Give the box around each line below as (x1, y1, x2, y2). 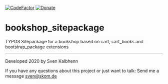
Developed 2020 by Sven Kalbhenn (5, 58, 78, 64)
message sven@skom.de (5, 73, 57, 79)
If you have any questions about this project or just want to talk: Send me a (5, 68, 159, 74)
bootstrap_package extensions (5, 44, 69, 50)
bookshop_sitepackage (5, 22, 104, 33)
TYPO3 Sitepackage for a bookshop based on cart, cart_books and (5, 38, 143, 44)
